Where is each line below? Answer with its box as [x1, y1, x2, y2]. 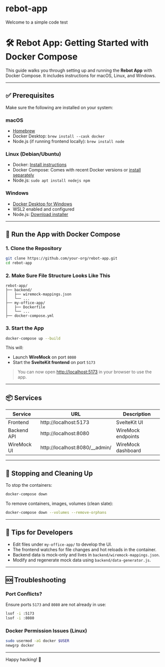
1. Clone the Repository [5, 245, 62, 251]
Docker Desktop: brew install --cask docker [12, 133, 105, 139]
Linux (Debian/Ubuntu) [5, 150, 61, 157]
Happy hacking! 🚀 [5, 657, 42, 663]
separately [12, 172, 34, 178]
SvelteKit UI [116, 419, 143, 426]
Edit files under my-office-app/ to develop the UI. [12, 541, 112, 547]
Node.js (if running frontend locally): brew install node [12, 138, 124, 144]
